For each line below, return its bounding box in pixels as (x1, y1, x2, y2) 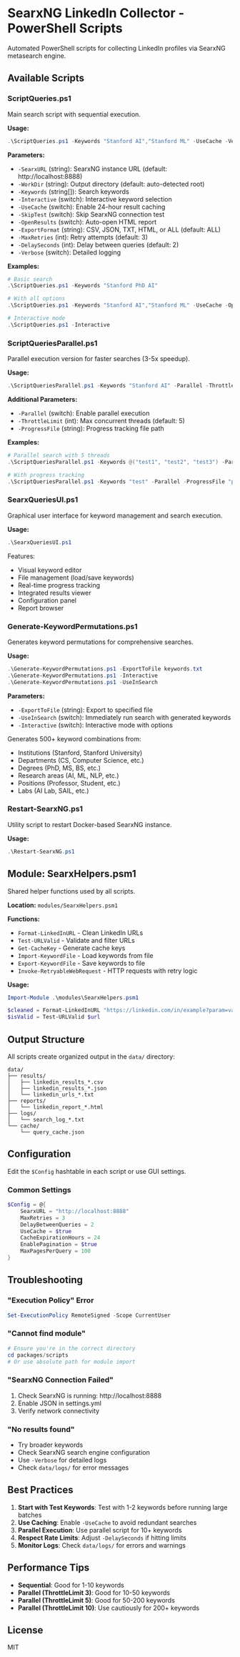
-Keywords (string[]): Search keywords (17, 187, 130, 196)
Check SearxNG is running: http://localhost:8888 (17, 1391, 162, 1400)
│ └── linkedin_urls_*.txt (7, 1091, 94, 1098)
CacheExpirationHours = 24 (20, 1235, 101, 1242)
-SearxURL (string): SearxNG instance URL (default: (17, 164, 168, 173)
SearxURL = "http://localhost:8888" (20, 1207, 130, 1215)
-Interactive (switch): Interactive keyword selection (17, 194, 173, 203)
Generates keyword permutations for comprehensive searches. (7, 638, 194, 646)
